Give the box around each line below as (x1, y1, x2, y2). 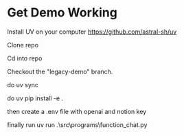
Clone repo (7, 41, 39, 49)
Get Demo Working (7, 5, 118, 21)
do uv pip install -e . (7, 94, 64, 102)
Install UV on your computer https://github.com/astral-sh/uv (7, 27, 177, 36)
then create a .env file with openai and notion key (7, 107, 147, 115)
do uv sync (7, 80, 39, 89)
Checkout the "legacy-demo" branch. (7, 67, 113, 76)
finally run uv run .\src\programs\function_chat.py (7, 120, 148, 128)
